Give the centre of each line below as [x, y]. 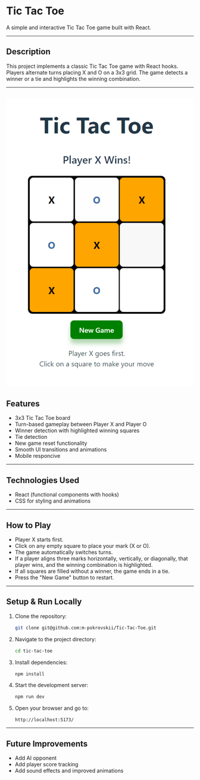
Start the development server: [51, 685]
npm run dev [29, 697]
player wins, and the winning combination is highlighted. [84, 565]
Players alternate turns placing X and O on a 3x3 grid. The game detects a [97, 72]
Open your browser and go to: [52, 708]
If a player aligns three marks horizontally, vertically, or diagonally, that [101, 559]
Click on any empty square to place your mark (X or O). [82, 546]
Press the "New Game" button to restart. [64, 578]
